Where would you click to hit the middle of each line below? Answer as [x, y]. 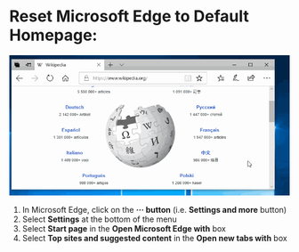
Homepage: [53, 35]
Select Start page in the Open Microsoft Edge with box [124, 228]
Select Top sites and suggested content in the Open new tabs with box [154, 238]
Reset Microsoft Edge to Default [129, 16]
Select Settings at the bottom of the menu [100, 219]
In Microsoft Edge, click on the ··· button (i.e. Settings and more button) [154, 209]
